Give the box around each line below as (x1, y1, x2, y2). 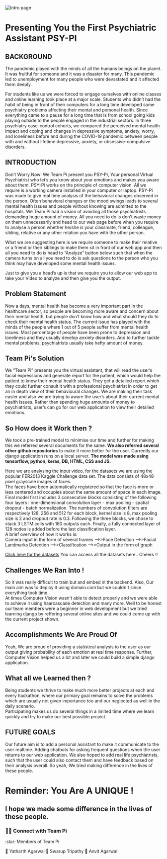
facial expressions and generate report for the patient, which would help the (5, 373, 161, 379)
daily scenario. (5, 703, 35, 709)
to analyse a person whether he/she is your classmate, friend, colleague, (5, 224, 155, 230)
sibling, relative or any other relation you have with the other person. (5, 229, 145, 236)
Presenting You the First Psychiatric (5, 22, 157, 33)
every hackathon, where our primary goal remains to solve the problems (5, 692, 153, 698)
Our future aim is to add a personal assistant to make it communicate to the (5, 741, 159, 747)
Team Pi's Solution (5, 354, 65, 363)
